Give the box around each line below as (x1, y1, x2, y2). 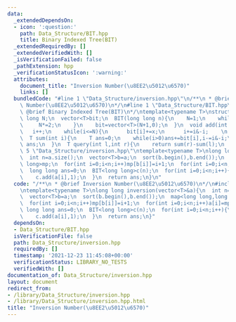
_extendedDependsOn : (13, 17, 74, 24)
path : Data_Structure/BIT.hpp (20, 30, 109, 37)
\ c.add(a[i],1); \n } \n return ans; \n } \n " (20, 174, 162, 181)
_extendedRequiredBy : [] (13, 43, 86, 50)
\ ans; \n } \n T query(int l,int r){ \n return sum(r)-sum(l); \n (20, 141, 225, 148)
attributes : (13, 75, 49, 83)
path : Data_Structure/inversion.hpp (13, 239, 121, 246)
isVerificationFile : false (13, 233, 93, 240)
